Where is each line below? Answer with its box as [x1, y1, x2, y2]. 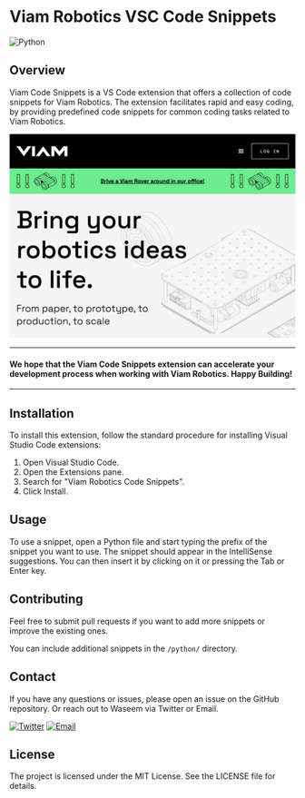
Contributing [9, 592, 84, 607]
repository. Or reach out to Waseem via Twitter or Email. [9, 703, 220, 714]
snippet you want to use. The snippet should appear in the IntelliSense [9, 546, 273, 557]
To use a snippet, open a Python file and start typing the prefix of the [9, 536, 268, 547]
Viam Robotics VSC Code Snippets [9, 6, 277, 27]
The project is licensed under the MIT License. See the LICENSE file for [9, 771, 276, 782]
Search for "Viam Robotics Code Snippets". [22, 477, 185, 488]
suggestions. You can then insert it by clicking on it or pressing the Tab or [9, 556, 285, 566]
